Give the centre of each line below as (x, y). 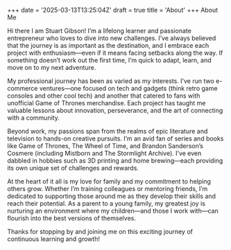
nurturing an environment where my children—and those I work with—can (113, 211)
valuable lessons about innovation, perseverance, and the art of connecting (115, 110)
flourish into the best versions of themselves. (72, 218)
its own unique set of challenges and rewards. (73, 168)
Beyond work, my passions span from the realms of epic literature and (108, 131)
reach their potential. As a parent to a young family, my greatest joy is (106, 203)
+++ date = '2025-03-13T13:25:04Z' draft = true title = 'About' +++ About (113, 10)
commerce (23, 88)
